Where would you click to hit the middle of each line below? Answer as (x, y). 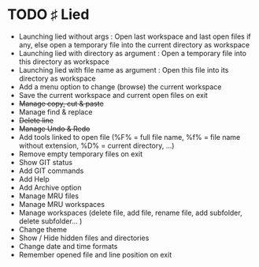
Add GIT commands (51, 171)
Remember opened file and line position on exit (95, 254)
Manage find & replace (55, 111)
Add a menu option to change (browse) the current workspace (120, 86)
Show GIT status (45, 162)
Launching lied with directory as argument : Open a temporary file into (133, 53)
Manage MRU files (49, 196)
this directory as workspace (64, 62)
